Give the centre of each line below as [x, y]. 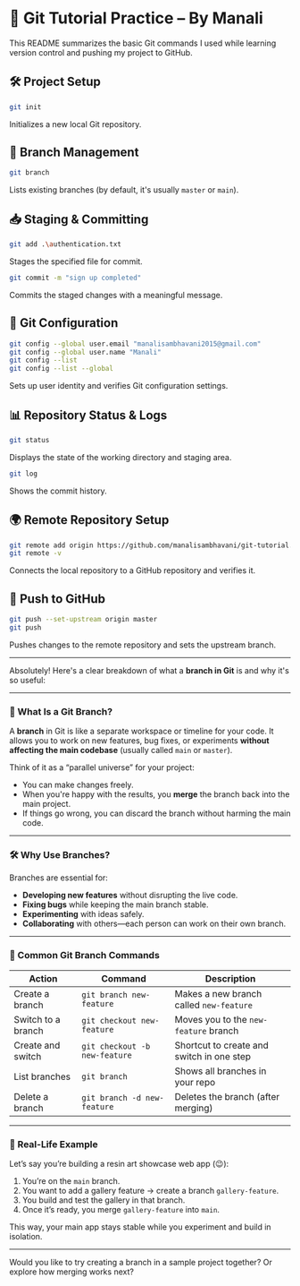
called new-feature [213, 1005]
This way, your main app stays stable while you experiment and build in [140, 1227]
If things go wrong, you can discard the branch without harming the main [156, 813]
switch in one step [213, 1056]
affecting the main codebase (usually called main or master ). [121, 750]
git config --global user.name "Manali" [86, 352]
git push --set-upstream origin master [83, 620]
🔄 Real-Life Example [54, 1144]
